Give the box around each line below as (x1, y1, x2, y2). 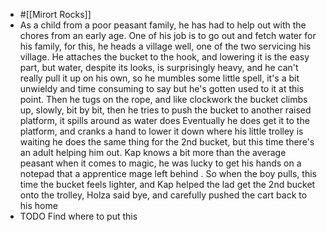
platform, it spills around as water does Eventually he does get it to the (19, 115, 310, 126)
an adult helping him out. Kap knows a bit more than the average (19, 147, 287, 158)
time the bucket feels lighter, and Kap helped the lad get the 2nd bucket (19, 179, 316, 190)
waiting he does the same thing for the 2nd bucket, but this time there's (19, 136, 315, 148)
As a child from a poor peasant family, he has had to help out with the (19, 19, 307, 31)
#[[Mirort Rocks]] (19, 9, 92, 20)
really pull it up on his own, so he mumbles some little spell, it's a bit (19, 72, 300, 84)
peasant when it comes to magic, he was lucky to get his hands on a (19, 157, 302, 169)
